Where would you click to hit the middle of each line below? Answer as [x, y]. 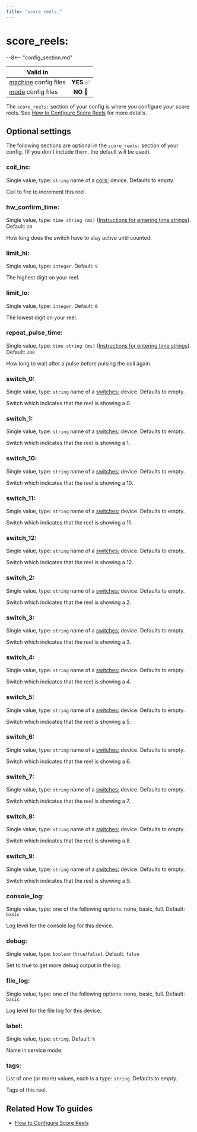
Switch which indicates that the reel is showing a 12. [70, 562]
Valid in [37, 72]
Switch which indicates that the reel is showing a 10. [70, 483]
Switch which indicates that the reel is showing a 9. [69, 880]
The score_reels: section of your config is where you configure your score [98, 106]
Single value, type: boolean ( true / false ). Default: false [73, 954]
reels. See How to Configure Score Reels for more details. [77, 113]
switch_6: [20, 737]
